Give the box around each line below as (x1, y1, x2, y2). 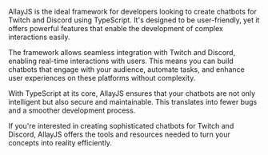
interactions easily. (8, 32, 70, 42)
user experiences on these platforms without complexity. (8, 74, 196, 82)
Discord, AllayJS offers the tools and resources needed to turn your (8, 129, 230, 139)
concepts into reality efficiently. (8, 138, 112, 147)
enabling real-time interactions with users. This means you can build (8, 56, 234, 66)
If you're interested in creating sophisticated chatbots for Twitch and (8, 121, 234, 130)
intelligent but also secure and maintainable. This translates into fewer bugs (8, 97, 258, 106)
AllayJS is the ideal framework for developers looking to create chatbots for (8, 7, 258, 16)
